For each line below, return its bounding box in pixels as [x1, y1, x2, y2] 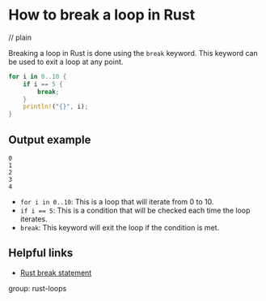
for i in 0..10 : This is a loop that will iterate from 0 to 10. [19, 197, 214, 206]
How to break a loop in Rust [8, 6, 196, 24]
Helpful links [8, 246, 74, 260]
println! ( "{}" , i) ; [23, 103, 89, 111]
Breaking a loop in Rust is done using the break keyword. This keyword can [8, 48, 259, 58]
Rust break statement [19, 268, 92, 277]
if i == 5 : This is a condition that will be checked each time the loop [19, 205, 251, 215]
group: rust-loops [8, 283, 67, 293]
